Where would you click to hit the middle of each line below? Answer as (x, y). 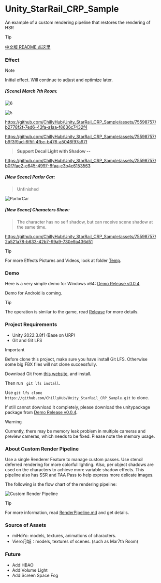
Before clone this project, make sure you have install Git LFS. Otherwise (76, 359)
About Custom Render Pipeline (42, 449)
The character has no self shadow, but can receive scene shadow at (85, 222)
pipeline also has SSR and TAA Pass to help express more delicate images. (79, 475)
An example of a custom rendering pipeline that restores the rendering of (78, 22)
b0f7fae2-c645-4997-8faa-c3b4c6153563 (48, 166)
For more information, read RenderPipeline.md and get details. (67, 513)
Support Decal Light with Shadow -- (54, 151)
